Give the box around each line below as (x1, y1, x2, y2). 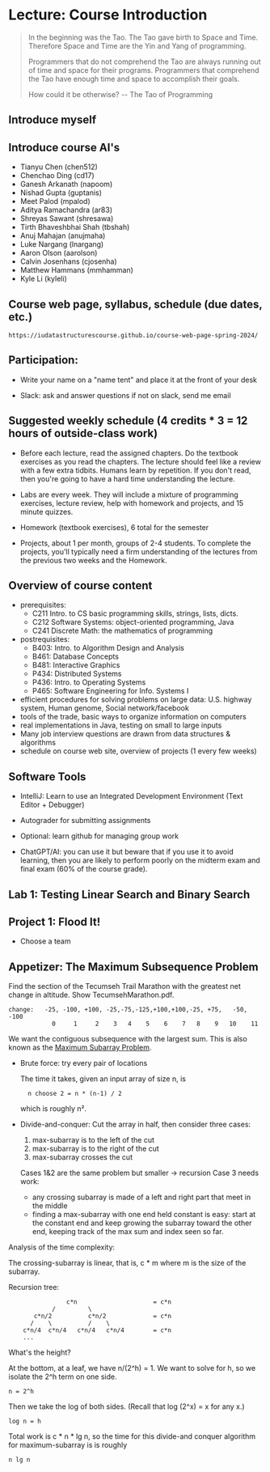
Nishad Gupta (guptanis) (19, 188, 103, 197)
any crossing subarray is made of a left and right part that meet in (32, 1192, 251, 1203)
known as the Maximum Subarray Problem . (8, 1042, 152, 1053)
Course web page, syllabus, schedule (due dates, (8, 297, 263, 311)
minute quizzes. (19, 507, 74, 516)
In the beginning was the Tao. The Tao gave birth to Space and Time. (27, 32, 259, 42)
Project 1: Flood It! (8, 914, 101, 928)
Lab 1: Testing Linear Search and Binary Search (8, 888, 251, 901)
